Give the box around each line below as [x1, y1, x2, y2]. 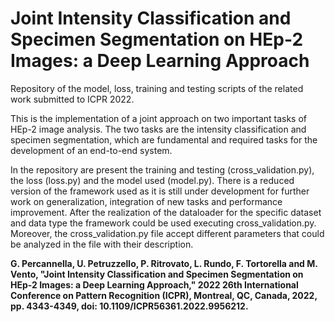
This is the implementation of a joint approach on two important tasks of [10, 112, 308, 124]
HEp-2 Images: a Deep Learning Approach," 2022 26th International [10, 278, 299, 291]
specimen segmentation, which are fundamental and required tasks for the [10, 133, 318, 146]
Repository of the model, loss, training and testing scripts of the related [10, 82, 304, 94]
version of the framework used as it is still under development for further [10, 185, 310, 197]
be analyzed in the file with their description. [10, 238, 194, 250]
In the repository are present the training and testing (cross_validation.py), [10, 163, 315, 176]
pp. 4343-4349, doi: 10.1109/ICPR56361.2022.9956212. [10, 300, 249, 312]
